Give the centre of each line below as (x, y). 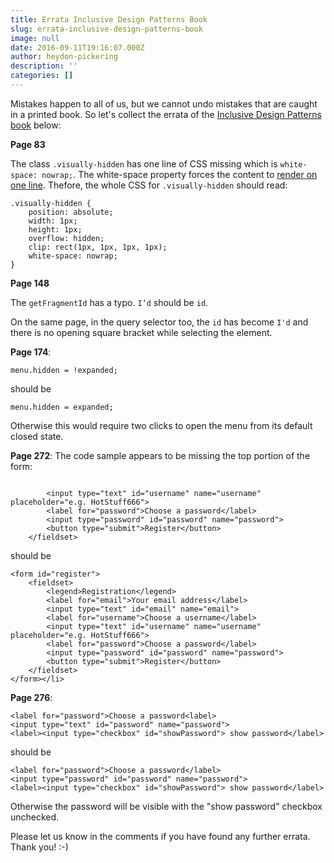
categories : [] (42, 76)
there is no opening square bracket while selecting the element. (141, 332)
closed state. (37, 436)
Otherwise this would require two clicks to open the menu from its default (161, 425)
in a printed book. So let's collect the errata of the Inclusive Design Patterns (166, 114)
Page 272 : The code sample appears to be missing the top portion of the (160, 455)
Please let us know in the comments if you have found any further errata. (160, 836)
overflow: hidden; (66, 238)
